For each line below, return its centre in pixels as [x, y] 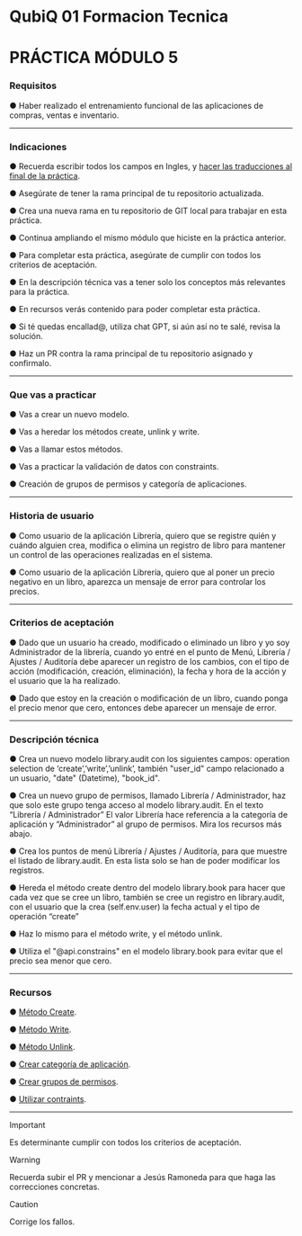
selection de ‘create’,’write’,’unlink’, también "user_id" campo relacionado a [147, 769]
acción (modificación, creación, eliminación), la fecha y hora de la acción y [148, 671]
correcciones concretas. [55, 1187]
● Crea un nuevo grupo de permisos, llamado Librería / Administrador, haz [147, 796]
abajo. [21, 834]
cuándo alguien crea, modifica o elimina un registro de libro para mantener [147, 545]
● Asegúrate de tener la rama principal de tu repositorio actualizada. [137, 193]
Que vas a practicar [53, 395]
